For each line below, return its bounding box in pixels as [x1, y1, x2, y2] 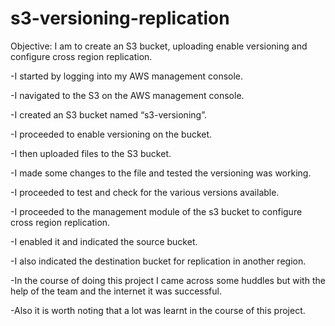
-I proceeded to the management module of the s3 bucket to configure [10, 205, 303, 217]
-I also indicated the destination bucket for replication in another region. [10, 255, 307, 267]
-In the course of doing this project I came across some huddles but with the [10, 274, 326, 286]
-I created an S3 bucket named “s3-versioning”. [10, 108, 207, 121]
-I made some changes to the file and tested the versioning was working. [10, 167, 312, 179]
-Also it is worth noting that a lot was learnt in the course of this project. [10, 304, 306, 316]
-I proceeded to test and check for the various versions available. [10, 186, 280, 198]
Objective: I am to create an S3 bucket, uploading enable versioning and [10, 40, 308, 52]
